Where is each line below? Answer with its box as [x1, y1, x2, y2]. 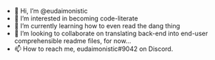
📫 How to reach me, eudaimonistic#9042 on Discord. [14, 44, 174, 53]
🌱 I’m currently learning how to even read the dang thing [14, 22, 181, 30]
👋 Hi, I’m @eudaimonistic [14, 7, 88, 15]
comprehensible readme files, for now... [14, 37, 131, 45]
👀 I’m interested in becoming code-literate [14, 14, 139, 23]
